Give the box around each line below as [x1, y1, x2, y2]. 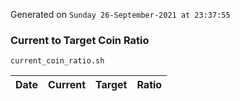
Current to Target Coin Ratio [10, 33, 150, 47]
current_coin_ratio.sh [10, 56, 105, 66]
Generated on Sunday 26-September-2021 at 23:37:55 [10, 9, 231, 20]
